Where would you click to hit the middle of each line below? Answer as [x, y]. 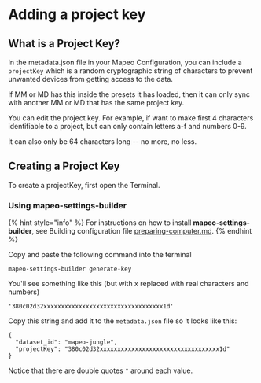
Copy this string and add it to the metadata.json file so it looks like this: [123, 321]
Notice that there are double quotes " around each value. [101, 370]
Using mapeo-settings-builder [68, 205]
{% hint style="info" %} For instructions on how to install [100, 223]
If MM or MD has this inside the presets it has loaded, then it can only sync [129, 94]
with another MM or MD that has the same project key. [96, 103]
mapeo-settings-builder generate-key [70, 269]
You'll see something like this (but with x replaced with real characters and [129, 284]
